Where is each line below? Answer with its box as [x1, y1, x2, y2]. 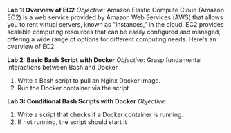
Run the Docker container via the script [17, 84, 129, 92]
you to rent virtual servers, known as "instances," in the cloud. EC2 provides [7, 21, 224, 28]
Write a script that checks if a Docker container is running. [17, 110, 184, 119]
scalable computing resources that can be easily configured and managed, [7, 28, 221, 36]
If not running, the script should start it [17, 118, 127, 126]
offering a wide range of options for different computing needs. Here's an [7, 35, 216, 43]
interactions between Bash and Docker [7, 63, 118, 71]
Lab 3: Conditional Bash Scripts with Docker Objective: [7, 97, 167, 105]
